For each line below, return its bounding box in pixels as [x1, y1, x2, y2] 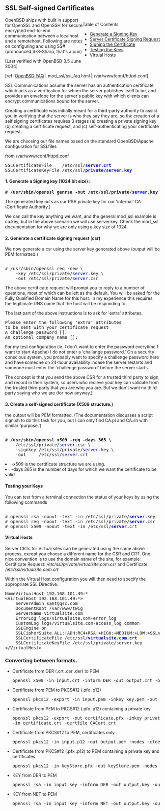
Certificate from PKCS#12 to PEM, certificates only [12, 730, 115, 736]
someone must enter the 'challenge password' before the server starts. [5, 365, 149, 371]
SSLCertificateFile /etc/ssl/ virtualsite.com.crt [15, 635, 137, 640]
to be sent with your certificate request [5, 325, 109, 330]
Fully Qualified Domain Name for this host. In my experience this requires [5, 295, 153, 301]
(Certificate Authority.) [5, 204, 51, 210]
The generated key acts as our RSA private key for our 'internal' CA [5, 199, 141, 205]
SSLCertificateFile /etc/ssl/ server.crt [5, 162, 111, 168]
